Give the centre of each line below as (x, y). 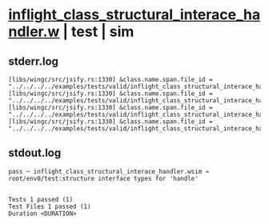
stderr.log (33, 61)
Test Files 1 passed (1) (50, 206)
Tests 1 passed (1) (41, 199)
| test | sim (98, 32)
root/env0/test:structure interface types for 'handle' (103, 178)
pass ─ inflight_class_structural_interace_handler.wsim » (109, 171)
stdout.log (35, 153)
